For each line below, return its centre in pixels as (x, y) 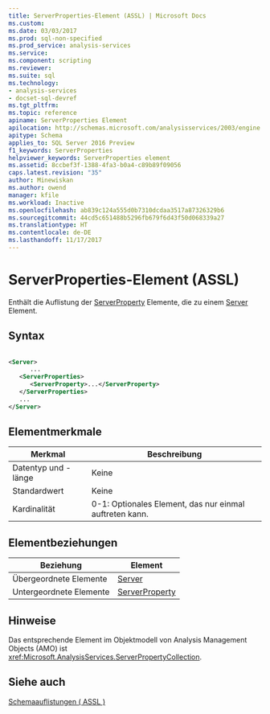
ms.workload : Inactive (46, 203)
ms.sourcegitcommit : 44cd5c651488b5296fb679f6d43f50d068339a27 (117, 218)
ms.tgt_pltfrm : (34, 105)
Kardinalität (34, 509)
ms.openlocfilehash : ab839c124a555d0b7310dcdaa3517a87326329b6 (117, 210)
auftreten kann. (120, 514)
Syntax (27, 336)
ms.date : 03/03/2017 (43, 31)
